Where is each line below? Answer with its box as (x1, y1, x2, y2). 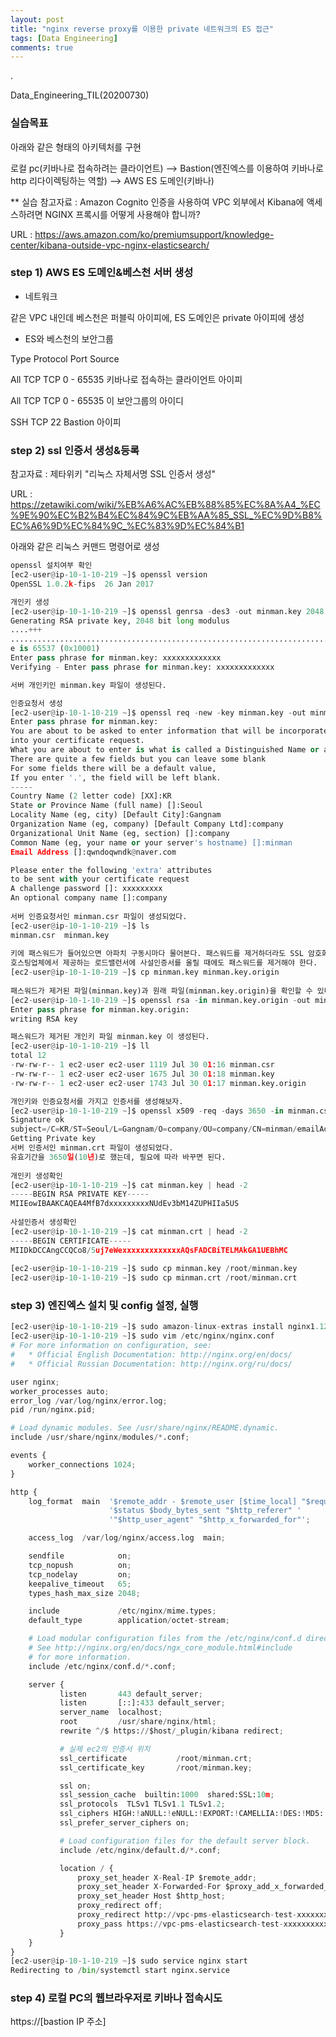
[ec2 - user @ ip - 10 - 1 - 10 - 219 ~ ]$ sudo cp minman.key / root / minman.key (10, 1264, 298, 1274)
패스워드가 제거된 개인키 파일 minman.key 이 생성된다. (10, 1032, 210, 1042)
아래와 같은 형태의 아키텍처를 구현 (10, 141, 142, 153)
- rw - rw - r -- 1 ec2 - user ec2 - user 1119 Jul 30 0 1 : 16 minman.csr (10, 1060, 275, 1070)
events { (10, 1451, 47, 1461)
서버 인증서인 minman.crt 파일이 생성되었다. (10, 1143, 174, 1153)
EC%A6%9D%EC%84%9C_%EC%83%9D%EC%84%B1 (10, 520, 245, 532)
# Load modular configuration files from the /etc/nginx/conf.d (28, 1634, 302, 1644)
